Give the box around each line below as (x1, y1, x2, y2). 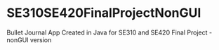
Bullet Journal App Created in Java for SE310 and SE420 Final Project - (6, 28, 212, 37)
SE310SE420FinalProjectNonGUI (6, 5, 201, 21)
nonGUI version (6, 35, 52, 44)
